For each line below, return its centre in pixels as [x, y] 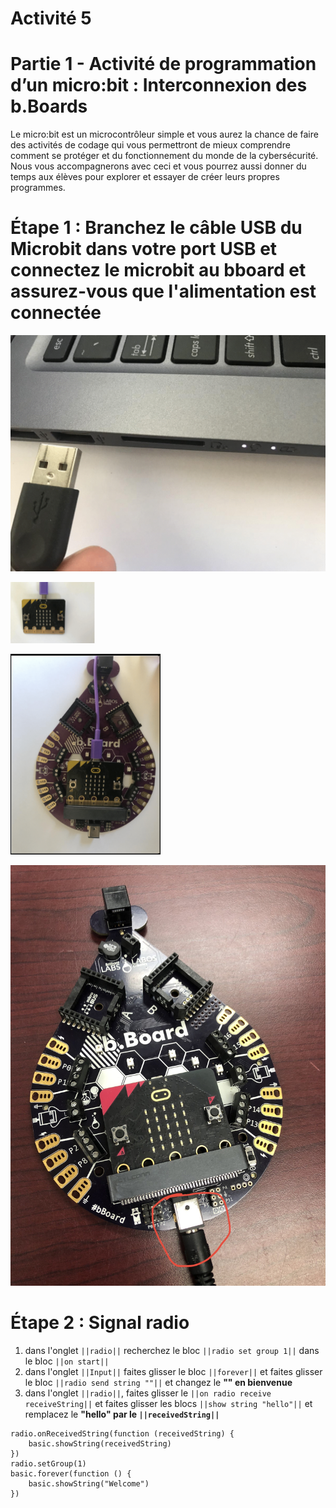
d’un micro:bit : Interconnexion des [159, 85]
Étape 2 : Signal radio [100, 1323]
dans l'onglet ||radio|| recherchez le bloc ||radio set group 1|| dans [172, 1350]
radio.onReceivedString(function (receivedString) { [122, 1433]
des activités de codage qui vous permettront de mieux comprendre [150, 145]
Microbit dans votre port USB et [144, 249]
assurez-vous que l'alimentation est [163, 291]
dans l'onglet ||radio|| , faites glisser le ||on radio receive [148, 1393]
